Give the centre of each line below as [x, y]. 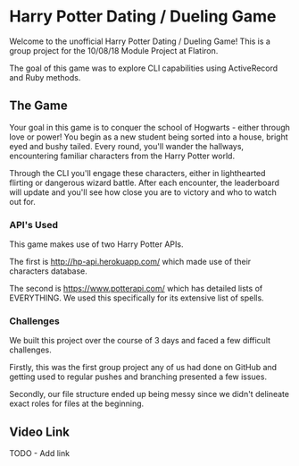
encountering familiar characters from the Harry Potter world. [122, 156]
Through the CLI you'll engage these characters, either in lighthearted [137, 173]
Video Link [39, 432]
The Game [39, 106]
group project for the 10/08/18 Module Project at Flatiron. [114, 50]
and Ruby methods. [45, 77]
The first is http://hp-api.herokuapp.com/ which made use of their [130, 262]
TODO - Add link [39, 453]
